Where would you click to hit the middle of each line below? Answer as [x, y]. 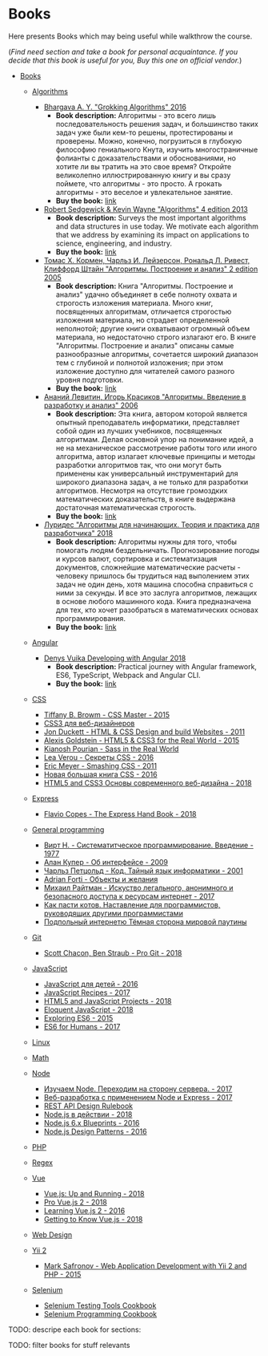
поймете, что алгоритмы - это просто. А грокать [139, 183]
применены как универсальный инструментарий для [147, 473]
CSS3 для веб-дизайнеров [89, 723]
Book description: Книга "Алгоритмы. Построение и [144, 286]
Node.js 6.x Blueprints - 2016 [92, 1123]
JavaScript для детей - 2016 [91, 984]
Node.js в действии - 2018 [88, 1114]
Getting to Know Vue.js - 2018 [93, 1219]
